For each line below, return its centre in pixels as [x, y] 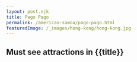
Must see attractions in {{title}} [65, 52]
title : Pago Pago [28, 17]
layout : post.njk [28, 12]
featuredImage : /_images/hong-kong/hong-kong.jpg [69, 28]
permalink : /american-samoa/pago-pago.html [61, 22]
